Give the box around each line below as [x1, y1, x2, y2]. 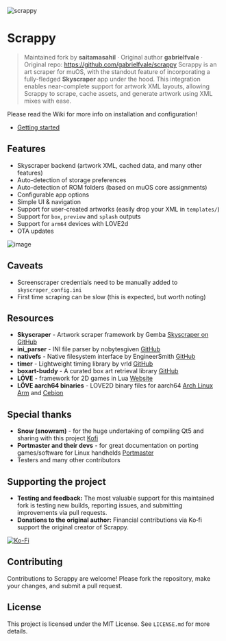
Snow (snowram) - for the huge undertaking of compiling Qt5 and [16, 427, 204, 435]
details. [7, 627, 28, 635]
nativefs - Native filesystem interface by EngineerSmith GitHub [16, 353, 196, 361]
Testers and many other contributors [16, 456, 121, 464]
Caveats [7, 260, 43, 272]
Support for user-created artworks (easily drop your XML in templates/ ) [16, 205, 221, 213]
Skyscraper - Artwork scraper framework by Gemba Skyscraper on [16, 331, 209, 339]
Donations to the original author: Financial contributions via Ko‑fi [16, 516, 202, 524]
